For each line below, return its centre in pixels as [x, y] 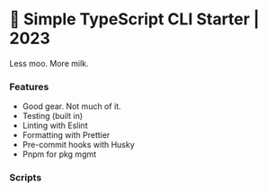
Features [29, 87]
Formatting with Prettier [66, 135]
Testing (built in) [53, 116]
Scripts [26, 178]
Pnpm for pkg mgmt [59, 154]
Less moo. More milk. [49, 63]
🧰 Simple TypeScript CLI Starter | [134, 19]
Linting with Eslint [55, 125]
